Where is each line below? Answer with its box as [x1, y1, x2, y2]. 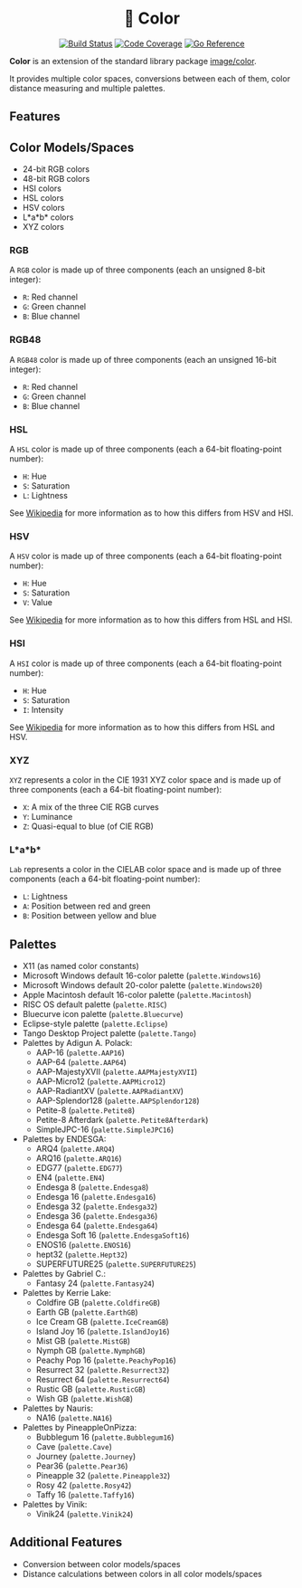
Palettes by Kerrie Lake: [22, 1288, 111, 1298]
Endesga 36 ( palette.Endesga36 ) [35, 1211, 158, 1222]
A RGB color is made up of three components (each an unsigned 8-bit [9, 264, 266, 275]
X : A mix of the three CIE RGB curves [22, 801, 160, 813]
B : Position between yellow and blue [22, 910, 156, 921]
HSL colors [22, 193, 64, 204]
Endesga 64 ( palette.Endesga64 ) [35, 1221, 158, 1231]
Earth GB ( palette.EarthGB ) [35, 1307, 138, 1317]
